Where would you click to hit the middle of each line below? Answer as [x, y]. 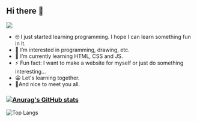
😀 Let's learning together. [47, 78]
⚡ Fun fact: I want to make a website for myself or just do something [99, 63]
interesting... [30, 71]
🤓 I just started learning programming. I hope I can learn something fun [103, 36]
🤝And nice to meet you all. [47, 84]
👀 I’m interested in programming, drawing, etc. [72, 50]
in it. [20, 43]
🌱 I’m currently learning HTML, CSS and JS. [69, 56]
